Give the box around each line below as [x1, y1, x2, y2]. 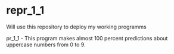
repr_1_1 [6, 4, 45, 17]
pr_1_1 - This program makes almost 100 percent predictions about [6, 34, 168, 42]
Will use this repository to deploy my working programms [6, 23, 147, 30]
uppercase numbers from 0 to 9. [6, 41, 86, 48]
